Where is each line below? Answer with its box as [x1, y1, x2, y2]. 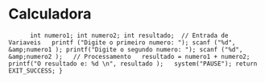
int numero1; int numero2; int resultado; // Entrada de [29, 31, 229, 39]
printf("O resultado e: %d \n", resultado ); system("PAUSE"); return [8, 60, 258, 68]
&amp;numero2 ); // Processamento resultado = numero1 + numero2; [8, 52, 251, 60]
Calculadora [8, 5, 92, 23]
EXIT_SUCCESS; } [8, 66, 63, 75]
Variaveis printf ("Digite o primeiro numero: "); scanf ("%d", [8, 38, 236, 47]
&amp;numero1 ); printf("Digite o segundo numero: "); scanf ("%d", [8, 45, 243, 53]
